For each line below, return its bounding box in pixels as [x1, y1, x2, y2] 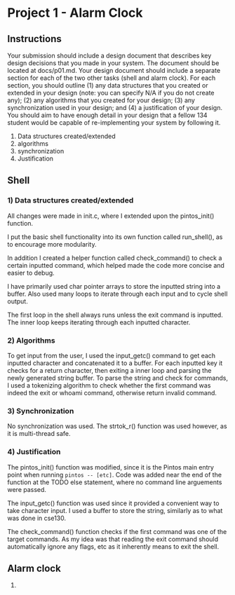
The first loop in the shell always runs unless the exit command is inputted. [7, 310, 223, 319]
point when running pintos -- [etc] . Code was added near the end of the [7, 470, 222, 479]
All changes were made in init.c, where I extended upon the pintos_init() [7, 212, 215, 220]
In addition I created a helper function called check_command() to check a [7, 254, 222, 262]
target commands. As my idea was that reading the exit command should [7, 535, 219, 543]
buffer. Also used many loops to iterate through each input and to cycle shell [7, 289, 228, 298]
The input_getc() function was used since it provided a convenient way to [7, 499, 220, 507]
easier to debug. [7, 268, 55, 277]
